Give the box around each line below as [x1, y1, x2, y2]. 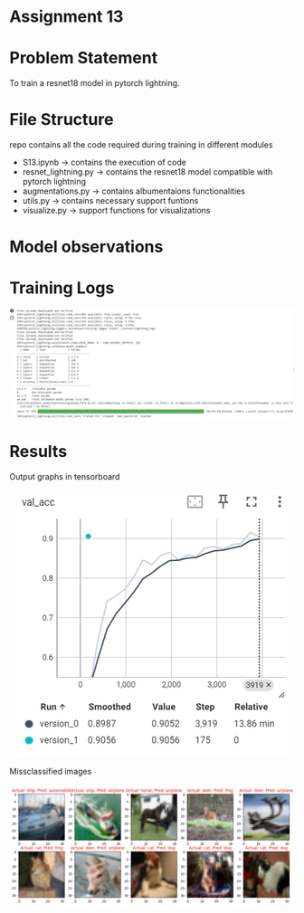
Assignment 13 [9, 6, 124, 27]
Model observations [9, 237, 164, 257]
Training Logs [9, 278, 115, 299]
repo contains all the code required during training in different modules [9, 139, 273, 150]
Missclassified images [9, 766, 92, 777]
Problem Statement [9, 48, 158, 69]
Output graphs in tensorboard [9, 471, 120, 482]
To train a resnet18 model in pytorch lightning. [9, 78, 180, 89]
